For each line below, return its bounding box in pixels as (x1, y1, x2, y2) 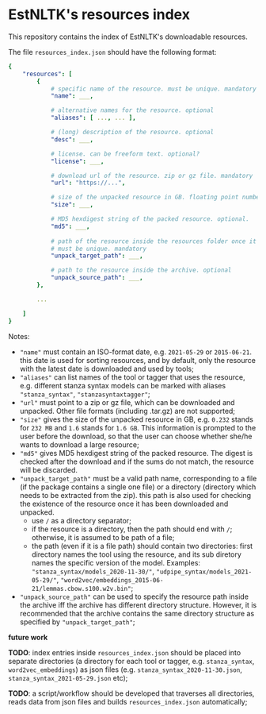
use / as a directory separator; (31, 515, 132, 525)
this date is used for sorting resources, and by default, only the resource (19, 355, 256, 365)
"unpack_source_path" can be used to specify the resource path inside (19, 592, 249, 601)
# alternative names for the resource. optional (50, 106, 215, 114)
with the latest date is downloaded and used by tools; (19, 364, 194, 373)
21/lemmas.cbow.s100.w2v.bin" (31, 585, 132, 592)
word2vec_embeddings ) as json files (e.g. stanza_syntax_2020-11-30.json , (8, 665, 243, 674)
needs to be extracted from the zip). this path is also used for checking (19, 490, 252, 500)
